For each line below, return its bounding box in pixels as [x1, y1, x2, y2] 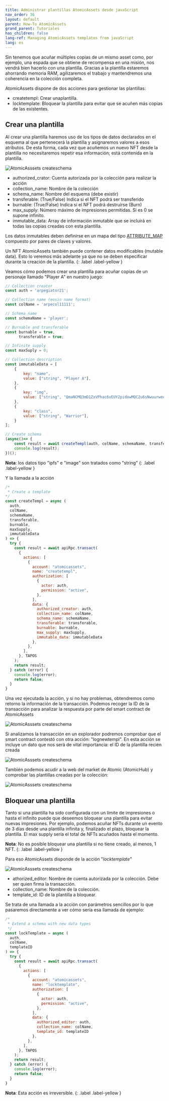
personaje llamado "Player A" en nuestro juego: [5, 273, 103, 280]
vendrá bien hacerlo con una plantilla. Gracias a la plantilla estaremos [5, 65, 149, 71]
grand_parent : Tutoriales [5, 26, 59, 31]
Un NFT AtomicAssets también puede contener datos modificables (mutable [5, 248, 163, 254]
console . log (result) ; [14, 446, 59, 451]
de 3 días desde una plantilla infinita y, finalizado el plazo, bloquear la [5, 826, 149, 832]
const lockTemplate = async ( [5, 931, 69, 936]
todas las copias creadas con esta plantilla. [12, 223, 102, 229]
